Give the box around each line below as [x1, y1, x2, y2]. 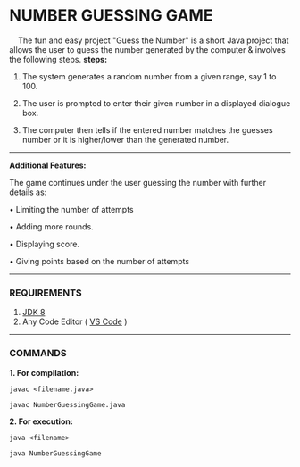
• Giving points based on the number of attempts [9, 255, 190, 266]
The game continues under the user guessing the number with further [9, 177, 266, 188]
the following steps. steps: [9, 54, 108, 64]
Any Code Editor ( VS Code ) [21, 316, 128, 327]
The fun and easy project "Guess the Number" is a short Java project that [17, 35, 289, 46]
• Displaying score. [9, 238, 80, 249]
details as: [9, 187, 47, 197]
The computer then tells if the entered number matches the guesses [21, 124, 274, 135]
